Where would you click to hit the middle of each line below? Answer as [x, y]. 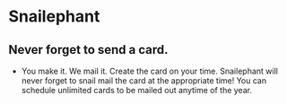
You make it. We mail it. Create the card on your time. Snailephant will [150, 71]
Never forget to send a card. [88, 50]
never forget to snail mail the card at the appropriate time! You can [143, 81]
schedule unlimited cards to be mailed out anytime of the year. [137, 90]
